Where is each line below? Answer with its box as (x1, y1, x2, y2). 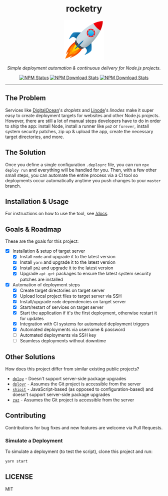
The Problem (5, 94, 46, 103)
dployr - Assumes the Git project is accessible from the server (12, 381, 141, 387)
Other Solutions (5, 352, 55, 361)
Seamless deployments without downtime (19, 338, 106, 344)
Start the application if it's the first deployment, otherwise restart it (19, 310, 157, 316)
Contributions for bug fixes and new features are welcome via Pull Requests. (5, 424, 163, 430)
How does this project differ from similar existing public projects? (5, 366, 139, 372)
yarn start (5, 459, 28, 464)
